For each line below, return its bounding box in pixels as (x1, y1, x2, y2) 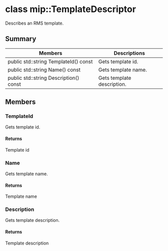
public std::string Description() (7, 74, 79, 81)
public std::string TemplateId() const (7, 58, 93, 65)
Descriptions (113, 49, 145, 56)
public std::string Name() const (7, 66, 81, 73)
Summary (5, 35, 36, 43)
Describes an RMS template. (5, 20, 64, 26)
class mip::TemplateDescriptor (5, 4, 136, 15)
